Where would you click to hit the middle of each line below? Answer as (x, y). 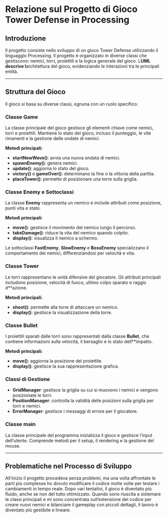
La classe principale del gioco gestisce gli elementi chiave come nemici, (79, 128)
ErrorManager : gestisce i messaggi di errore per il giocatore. (75, 411)
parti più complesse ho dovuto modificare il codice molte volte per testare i (82, 483)
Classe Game (22, 117)
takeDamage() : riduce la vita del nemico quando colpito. (70, 233)
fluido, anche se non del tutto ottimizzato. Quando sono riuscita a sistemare (83, 494)
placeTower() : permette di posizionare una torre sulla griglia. (75, 179)
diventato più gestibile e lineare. (38, 510)
